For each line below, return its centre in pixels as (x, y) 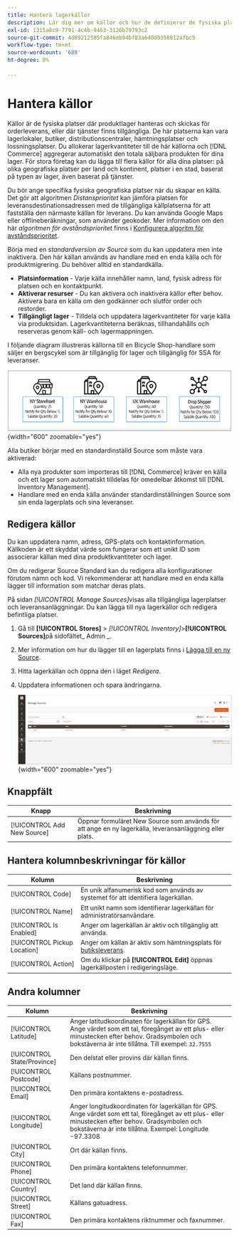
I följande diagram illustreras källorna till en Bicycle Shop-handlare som (111, 344)
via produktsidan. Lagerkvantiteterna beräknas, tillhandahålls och (113, 323)
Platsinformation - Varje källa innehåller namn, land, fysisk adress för (119, 278)
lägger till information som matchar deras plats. (76, 585)
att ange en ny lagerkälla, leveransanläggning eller (151, 828)
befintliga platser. (33, 614)
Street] (20, 1206)
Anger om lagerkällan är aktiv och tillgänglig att (149, 925)
